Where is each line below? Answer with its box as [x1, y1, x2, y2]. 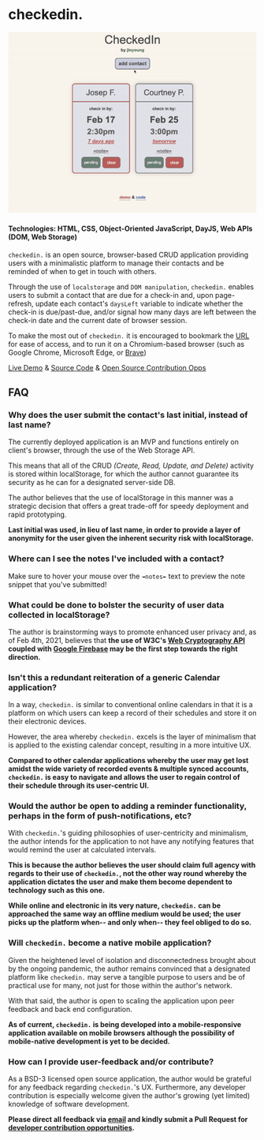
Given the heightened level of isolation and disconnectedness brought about [8, 955, 256, 965]
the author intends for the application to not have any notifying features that [8, 837, 255, 846]
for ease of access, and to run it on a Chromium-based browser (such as [8, 339, 245, 348]
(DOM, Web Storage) [8, 232, 77, 242]
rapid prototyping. [8, 510, 67, 519]
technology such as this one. [8, 886, 105, 895]
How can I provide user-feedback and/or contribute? [8, 1056, 214, 1067]
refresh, [8, 299, 34, 308]
